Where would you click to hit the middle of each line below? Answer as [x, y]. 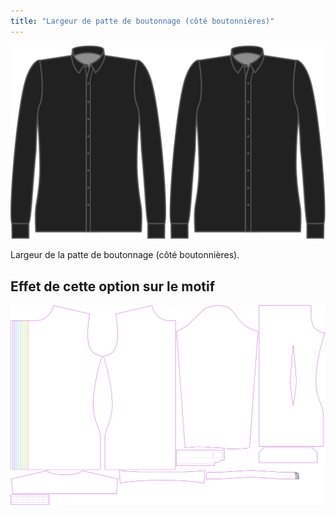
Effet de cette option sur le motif [113, 286]
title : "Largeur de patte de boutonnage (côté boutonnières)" [142, 21]
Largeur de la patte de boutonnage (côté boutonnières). [125, 255]
